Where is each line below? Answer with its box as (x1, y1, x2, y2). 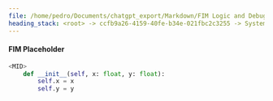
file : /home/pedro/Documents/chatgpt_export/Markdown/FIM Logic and (8, 11, 245, 20)
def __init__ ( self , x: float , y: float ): (23, 69, 165, 78)
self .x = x (37, 78, 75, 86)
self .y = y (37, 85, 75, 93)
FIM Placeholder (8, 44, 65, 54)
